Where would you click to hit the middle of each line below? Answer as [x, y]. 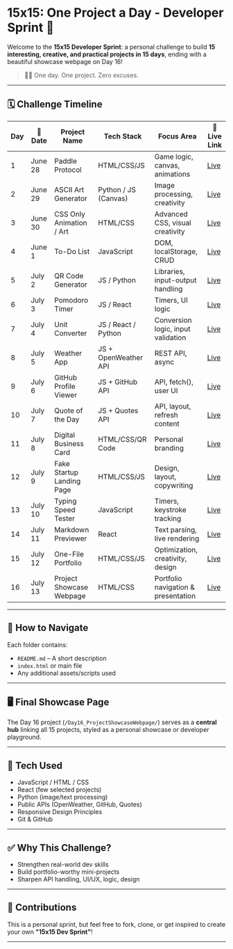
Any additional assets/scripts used [67, 673]
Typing [66, 501]
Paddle [66, 161]
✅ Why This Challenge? [59, 848]
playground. [24, 737]
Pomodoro [71, 300]
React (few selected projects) [59, 790]
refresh [166, 415]
